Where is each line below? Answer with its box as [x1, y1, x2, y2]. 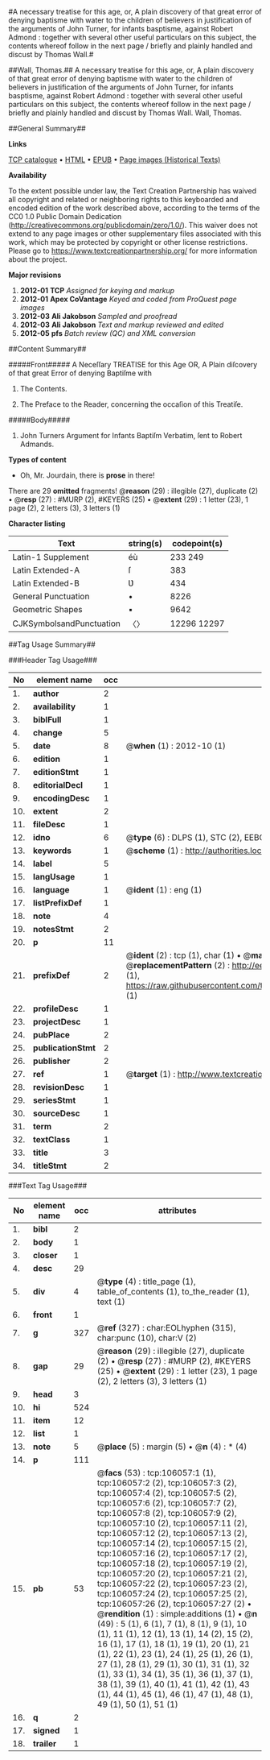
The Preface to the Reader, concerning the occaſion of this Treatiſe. [19, 400, 243, 409]
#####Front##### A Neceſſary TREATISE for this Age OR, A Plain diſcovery [8, 360, 258, 369]
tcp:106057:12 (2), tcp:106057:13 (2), [96, 1528, 247, 1538]
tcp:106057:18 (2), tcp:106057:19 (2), [96, 1558, 247, 1569]
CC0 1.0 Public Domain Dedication [8, 212, 122, 221]
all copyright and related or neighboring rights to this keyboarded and [8, 195, 239, 204]
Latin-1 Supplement [12, 552, 90, 562]
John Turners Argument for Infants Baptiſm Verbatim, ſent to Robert [19, 431, 243, 440]
